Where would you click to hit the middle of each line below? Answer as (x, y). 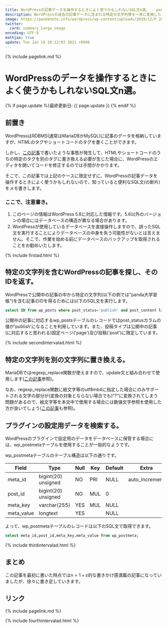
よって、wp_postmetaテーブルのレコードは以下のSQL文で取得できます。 (79, 526)
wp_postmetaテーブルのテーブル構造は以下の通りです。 (62, 455)
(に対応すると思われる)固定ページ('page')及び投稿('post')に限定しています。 (83, 333)
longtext (48, 513)
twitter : (14, 24)
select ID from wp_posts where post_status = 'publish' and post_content (81, 310)
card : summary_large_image (38, 28)
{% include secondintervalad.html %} (43, 343)
